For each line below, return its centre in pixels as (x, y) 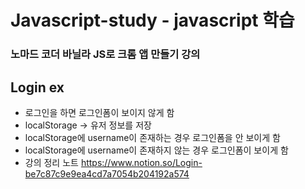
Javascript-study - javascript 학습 (152, 20)
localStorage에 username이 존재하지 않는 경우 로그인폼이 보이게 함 (156, 150)
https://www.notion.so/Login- (141, 162)
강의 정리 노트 (51, 162)
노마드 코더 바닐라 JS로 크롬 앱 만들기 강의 (105, 54)
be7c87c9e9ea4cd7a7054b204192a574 (107, 173)
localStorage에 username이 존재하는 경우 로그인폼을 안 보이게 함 (152, 137)
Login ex (37, 87)
